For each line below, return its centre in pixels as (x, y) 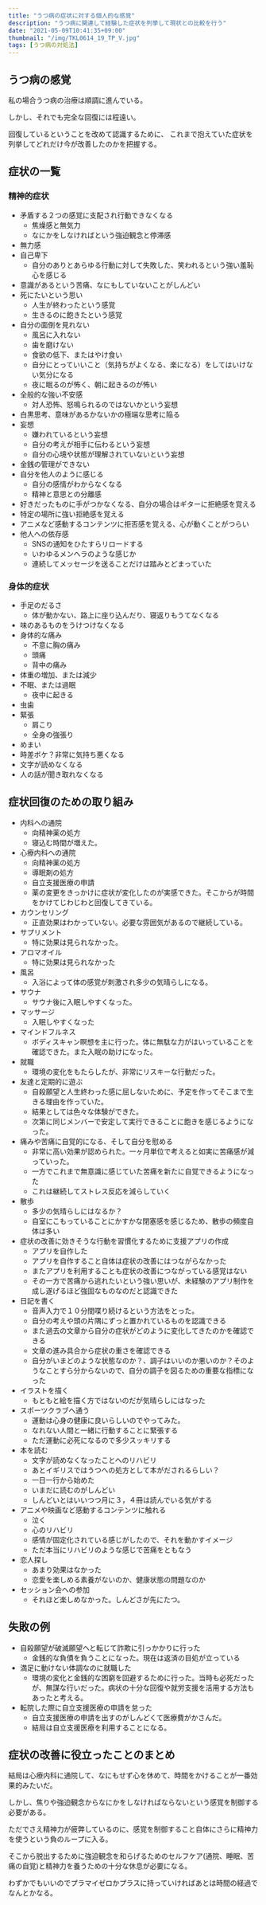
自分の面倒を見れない (54, 324)
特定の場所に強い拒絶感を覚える (72, 514)
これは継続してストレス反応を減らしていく (101, 1191)
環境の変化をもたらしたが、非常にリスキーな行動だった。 (125, 1072)
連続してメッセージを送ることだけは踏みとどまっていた (121, 563)
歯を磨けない (52, 344)
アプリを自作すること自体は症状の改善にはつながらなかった (129, 1260)
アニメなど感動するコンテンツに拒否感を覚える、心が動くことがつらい (135, 523)
